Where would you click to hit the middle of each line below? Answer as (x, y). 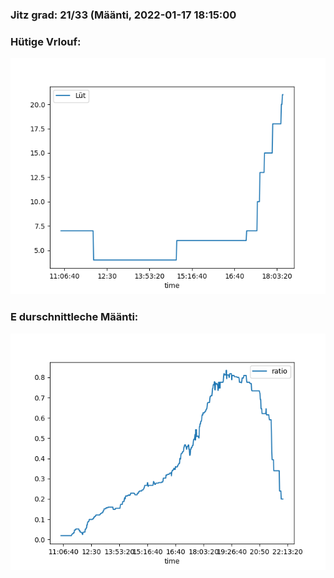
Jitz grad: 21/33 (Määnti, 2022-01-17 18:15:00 (123, 15)
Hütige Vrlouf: (46, 41)
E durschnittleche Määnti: (74, 317)
